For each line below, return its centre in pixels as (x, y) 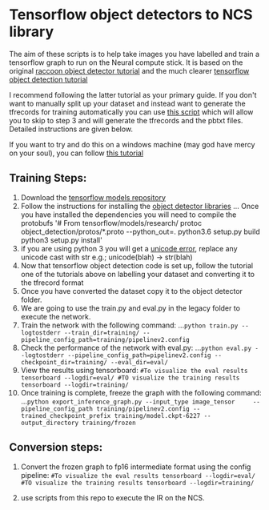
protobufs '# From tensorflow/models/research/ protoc (111, 223)
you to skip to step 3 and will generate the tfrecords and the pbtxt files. (126, 120)
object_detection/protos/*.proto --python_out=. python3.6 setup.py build (140, 231)
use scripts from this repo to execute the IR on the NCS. (112, 497)
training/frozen (109, 423)
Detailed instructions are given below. (71, 129)
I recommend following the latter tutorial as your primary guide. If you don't (133, 94)
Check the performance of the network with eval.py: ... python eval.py (136, 347)
